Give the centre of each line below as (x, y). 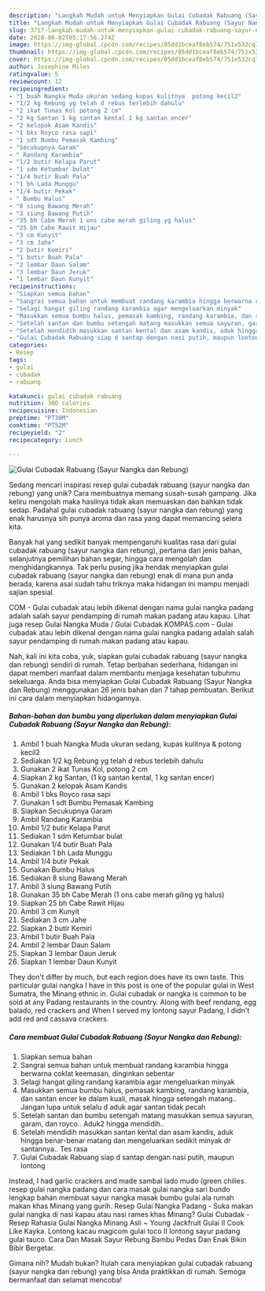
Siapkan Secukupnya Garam (66, 811)
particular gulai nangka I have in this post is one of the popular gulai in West (132, 985)
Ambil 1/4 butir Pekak (55, 861)
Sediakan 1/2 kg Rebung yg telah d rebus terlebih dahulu (112, 761)
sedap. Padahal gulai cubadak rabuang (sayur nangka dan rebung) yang (126, 510)
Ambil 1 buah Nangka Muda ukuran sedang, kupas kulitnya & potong (131, 744)
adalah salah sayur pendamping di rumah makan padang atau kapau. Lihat (129, 616)
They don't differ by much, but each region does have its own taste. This (127, 977)
